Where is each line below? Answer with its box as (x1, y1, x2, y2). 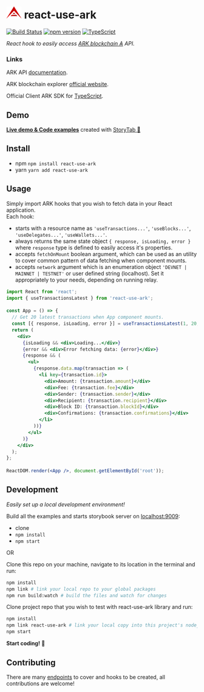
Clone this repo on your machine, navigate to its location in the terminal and (6, 560, 195, 568)
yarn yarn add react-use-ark (15, 166, 88, 173)
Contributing (6, 657, 56, 668)
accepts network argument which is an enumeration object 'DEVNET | (15, 263, 187, 270)
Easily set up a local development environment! (6, 501, 125, 508)
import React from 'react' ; (6, 288, 78, 294)
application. (6, 206, 36, 214)
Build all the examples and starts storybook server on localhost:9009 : (6, 512, 180, 520)
